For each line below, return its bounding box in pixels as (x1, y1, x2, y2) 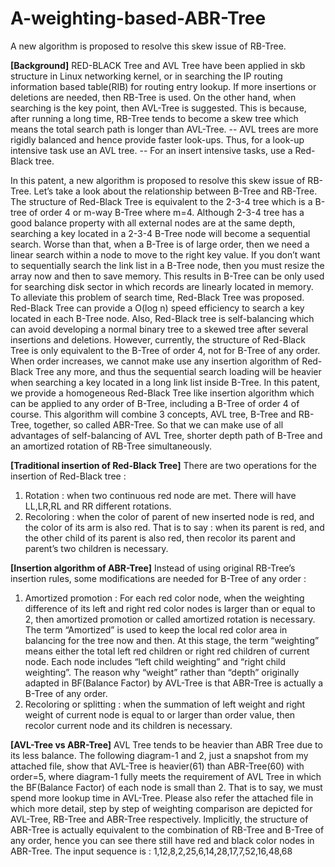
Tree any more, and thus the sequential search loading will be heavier (35, 365, 322, 377)
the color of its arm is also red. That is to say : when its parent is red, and (24, 521, 325, 533)
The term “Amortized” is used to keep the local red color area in (24, 623, 288, 636)
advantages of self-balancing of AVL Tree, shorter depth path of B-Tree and (10, 429, 323, 441)
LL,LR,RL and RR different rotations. (24, 500, 172, 512)
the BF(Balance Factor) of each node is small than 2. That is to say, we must (10, 781, 323, 793)
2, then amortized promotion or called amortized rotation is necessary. (24, 613, 316, 625)
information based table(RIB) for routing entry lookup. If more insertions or (10, 80, 317, 92)
